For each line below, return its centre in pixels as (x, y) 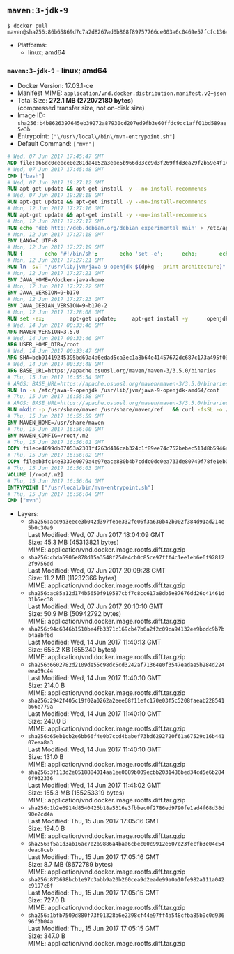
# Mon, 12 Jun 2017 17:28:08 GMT (56, 313)
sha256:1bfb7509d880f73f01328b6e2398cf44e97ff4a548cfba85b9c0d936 (126, 916)
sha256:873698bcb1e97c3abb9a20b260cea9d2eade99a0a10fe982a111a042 (126, 880)
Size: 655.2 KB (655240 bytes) (72, 650)
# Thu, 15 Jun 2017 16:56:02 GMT (56, 455)
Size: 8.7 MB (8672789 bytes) (70, 865)
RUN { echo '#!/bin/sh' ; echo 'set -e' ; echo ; (102, 254)
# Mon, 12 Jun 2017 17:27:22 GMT (56, 286)
